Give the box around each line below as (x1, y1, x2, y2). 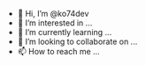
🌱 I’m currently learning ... (17, 27, 112, 37)
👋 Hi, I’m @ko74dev (17, 9, 89, 18)
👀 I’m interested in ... (17, 18, 93, 28)
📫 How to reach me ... (17, 47, 100, 56)
